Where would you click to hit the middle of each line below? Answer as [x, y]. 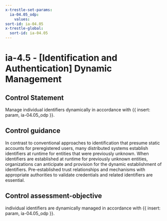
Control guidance [33, 131]
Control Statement [34, 97]
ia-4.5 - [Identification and [61, 58]
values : [22, 19]
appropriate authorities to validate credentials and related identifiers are [79, 175]
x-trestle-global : [24, 29]
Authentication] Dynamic [59, 69]
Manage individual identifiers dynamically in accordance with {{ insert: [78, 110]
